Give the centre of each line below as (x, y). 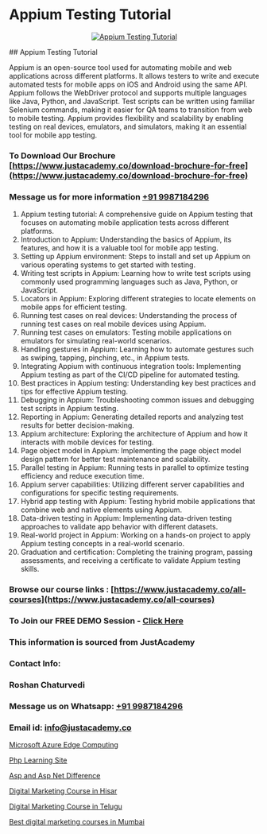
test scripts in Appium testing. (69, 409)
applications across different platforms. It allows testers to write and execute (134, 76)
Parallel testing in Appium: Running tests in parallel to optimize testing (135, 467)
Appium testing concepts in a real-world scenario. (103, 544)
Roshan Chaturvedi (47, 685)
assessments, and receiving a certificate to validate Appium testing (130, 561)
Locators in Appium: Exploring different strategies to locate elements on (138, 299)
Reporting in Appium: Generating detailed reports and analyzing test (132, 417)
